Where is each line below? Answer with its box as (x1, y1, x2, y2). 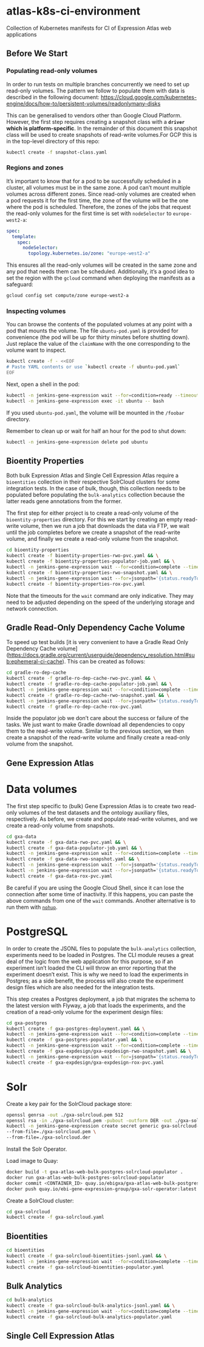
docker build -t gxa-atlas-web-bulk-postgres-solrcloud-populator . (6, 1169, 183, 1175)
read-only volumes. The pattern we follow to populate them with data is (6, 87, 185, 94)
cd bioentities (6, 1247, 45, 1253)
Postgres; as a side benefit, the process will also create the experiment (6, 977, 184, 984)
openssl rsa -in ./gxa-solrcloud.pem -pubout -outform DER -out (6, 1117, 172, 1123)
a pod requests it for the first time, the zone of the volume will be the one (6, 196, 189, 204)
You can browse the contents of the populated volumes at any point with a (6, 321, 192, 328)
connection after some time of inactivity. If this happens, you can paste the (6, 890, 194, 897)
